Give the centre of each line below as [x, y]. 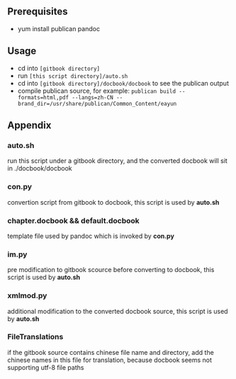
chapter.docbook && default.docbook [73, 220]
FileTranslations [35, 337]
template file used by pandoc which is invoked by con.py [91, 236]
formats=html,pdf [43, 97]
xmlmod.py [27, 295]
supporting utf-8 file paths [46, 367]
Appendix [29, 126]
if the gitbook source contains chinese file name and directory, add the [111, 352]
